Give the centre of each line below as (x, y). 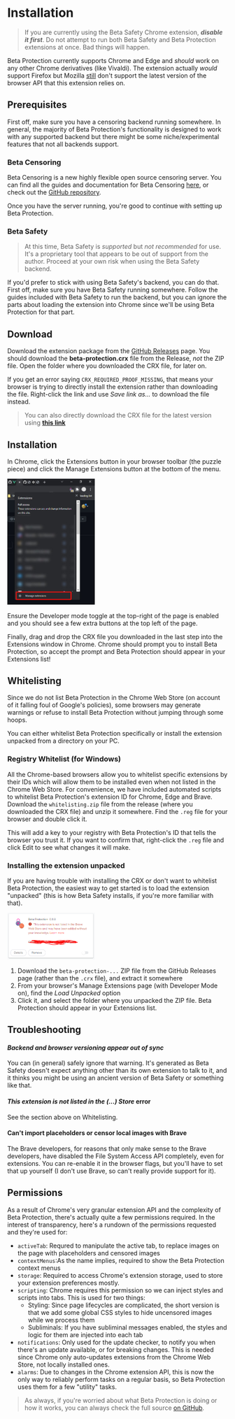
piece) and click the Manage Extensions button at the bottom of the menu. (114, 469)
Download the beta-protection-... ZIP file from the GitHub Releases (117, 971)
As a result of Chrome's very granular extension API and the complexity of (114, 1210)
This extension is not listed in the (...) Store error (79, 1101)
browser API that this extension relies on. (66, 83)
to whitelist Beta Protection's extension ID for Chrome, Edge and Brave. (110, 797)
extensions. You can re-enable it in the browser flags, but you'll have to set (115, 1163)
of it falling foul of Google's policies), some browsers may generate (104, 705)
